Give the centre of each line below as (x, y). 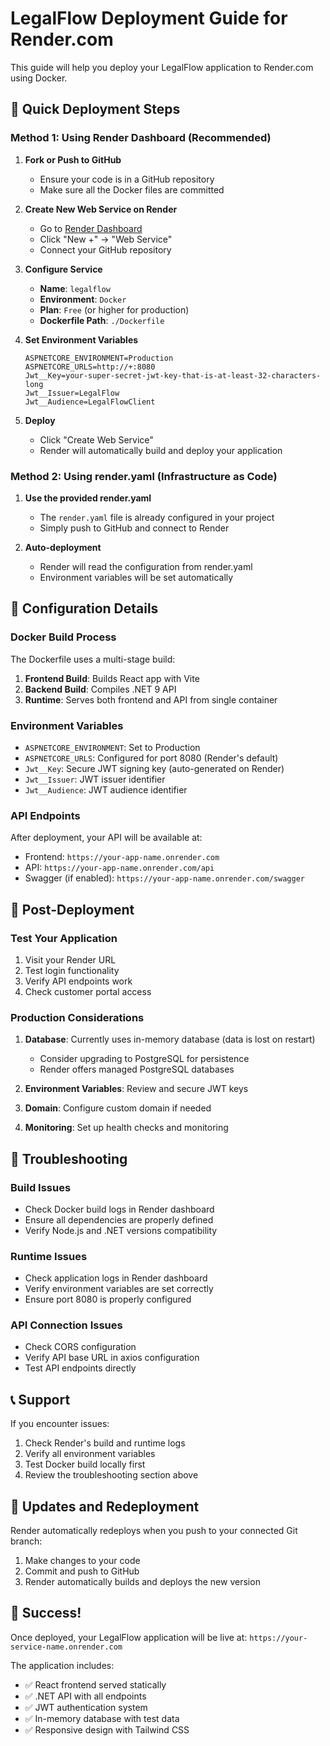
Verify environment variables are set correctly (119, 1289)
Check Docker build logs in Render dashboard (119, 1209)
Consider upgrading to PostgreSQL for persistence (144, 1059)
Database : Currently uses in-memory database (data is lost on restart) (170, 1039)
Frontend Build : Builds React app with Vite (112, 678)
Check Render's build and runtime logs (105, 1443)
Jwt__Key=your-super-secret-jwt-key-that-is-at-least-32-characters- (173, 375)
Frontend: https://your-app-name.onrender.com (122, 857)
